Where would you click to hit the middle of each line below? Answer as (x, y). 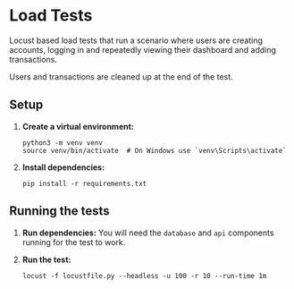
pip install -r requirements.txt (84, 183)
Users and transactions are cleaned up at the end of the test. (122, 76)
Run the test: (46, 259)
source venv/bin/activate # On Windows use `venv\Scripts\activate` (155, 150)
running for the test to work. (74, 242)
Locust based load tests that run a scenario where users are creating (136, 40)
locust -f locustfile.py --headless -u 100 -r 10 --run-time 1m (144, 276)
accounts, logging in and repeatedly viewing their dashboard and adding (143, 49)
